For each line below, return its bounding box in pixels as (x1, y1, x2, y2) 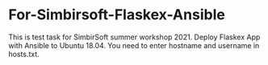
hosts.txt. (8, 49, 40, 59)
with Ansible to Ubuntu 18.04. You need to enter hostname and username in (8, 40, 260, 50)
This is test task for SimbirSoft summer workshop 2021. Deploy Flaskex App (8, 32, 261, 42)
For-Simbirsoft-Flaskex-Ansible (8, 6, 226, 24)
